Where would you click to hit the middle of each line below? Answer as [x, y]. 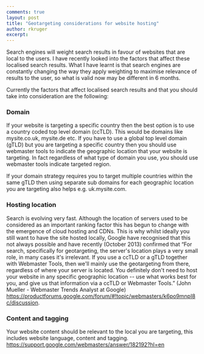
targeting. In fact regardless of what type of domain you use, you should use [102, 158]
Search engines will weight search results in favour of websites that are [96, 52]
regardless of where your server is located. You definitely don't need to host [102, 270]
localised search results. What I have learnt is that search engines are [93, 65]
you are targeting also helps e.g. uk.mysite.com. [66, 189]
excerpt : [17, 35]
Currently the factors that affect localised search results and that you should [102, 90]
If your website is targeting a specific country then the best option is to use [100, 125]
